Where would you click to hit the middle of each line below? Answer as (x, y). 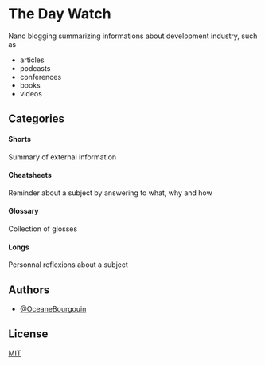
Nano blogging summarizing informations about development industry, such (133, 36)
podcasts (35, 68)
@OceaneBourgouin (53, 308)
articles (32, 60)
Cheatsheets (30, 175)
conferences (41, 77)
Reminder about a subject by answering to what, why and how (110, 193)
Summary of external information (62, 157)
